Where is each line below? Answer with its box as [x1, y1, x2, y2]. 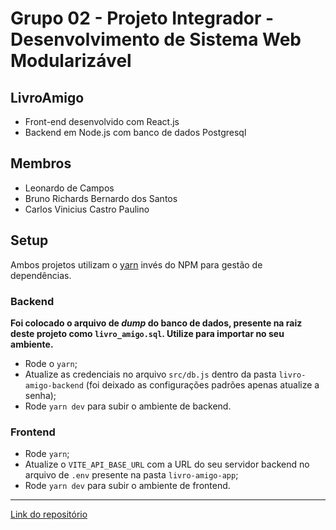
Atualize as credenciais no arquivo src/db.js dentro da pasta [24, 368, 277, 380]
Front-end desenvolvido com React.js [24, 116, 180, 127]
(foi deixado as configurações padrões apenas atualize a [85, 378, 320, 391]
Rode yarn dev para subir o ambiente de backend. [24, 400, 232, 412]
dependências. [10, 269, 72, 281]
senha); [24, 389, 57, 401]
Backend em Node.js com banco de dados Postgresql [24, 127, 247, 138]
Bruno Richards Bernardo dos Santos [24, 192, 178, 204]
